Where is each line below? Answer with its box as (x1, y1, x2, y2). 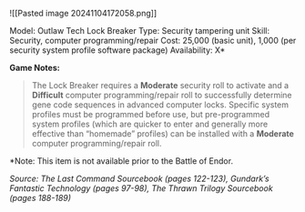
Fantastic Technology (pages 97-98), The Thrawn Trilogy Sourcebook (9, 183, 273, 194)
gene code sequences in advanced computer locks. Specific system (31, 99, 290, 110)
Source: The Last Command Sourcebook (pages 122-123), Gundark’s (9, 173, 270, 184)
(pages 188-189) (9, 193, 71, 203)
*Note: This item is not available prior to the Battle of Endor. (9, 156, 234, 167)
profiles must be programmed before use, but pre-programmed (31, 109, 270, 119)
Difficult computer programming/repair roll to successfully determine (31, 90, 292, 100)
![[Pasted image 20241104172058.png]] (9, 8, 158, 18)
